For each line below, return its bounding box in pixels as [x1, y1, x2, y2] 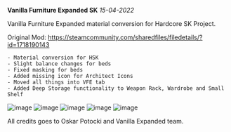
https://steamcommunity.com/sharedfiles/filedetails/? [48, 33, 203, 41]
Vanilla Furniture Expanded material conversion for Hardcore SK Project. [7, 20, 216, 27]
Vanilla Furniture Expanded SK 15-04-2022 [7, 6, 135, 14]
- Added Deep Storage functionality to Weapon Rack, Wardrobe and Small [7, 85, 225, 92]
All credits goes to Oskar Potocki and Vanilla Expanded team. [7, 117, 184, 125]
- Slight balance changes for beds [7, 60, 112, 67]
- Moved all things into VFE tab [7, 79, 105, 86]
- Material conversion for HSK [7, 54, 99, 61]
